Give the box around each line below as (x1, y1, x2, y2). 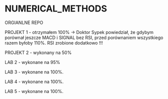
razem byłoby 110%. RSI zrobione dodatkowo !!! (5, 39, 103, 45)
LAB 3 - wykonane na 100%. (5, 68, 64, 75)
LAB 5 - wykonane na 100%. (5, 88, 64, 94)
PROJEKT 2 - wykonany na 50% (5, 49, 72, 55)
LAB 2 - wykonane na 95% (5, 59, 60, 65)
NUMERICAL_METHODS (5, 3, 107, 14)
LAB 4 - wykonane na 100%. (5, 78, 64, 84)
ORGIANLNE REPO (5, 19, 44, 25)
